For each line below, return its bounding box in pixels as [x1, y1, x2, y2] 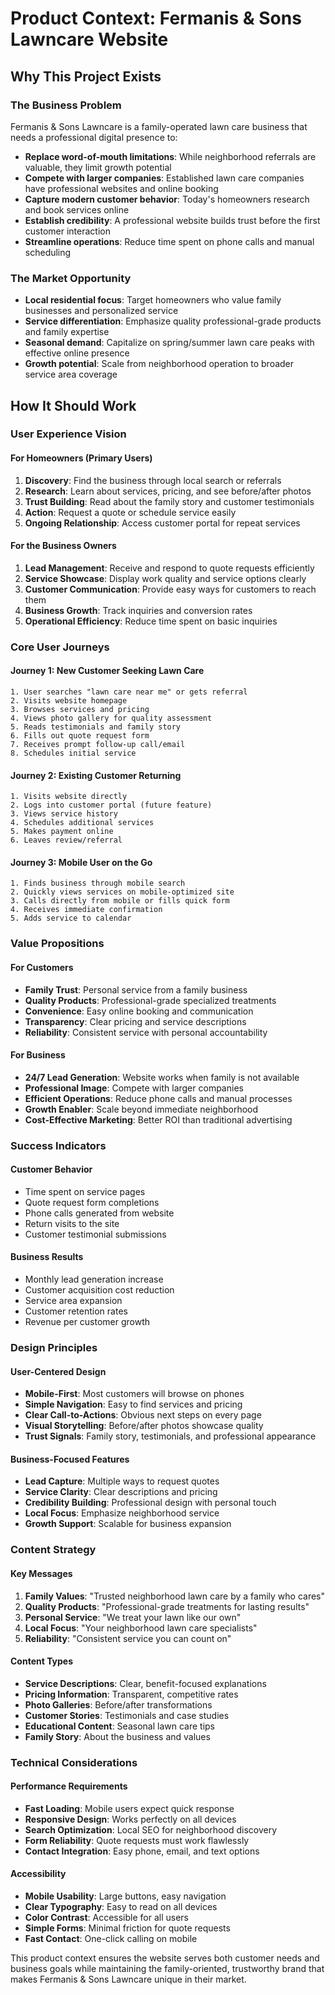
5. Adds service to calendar [10, 913, 132, 924]
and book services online [24, 203, 130, 216]
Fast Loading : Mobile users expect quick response [24, 1802, 235, 1814]
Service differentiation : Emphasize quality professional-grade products [24, 315, 322, 327]
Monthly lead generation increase [24, 1273, 164, 1286]
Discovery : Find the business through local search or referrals [24, 474, 282, 486]
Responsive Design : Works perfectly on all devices [24, 1813, 237, 1825]
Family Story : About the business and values [24, 1730, 211, 1742]
